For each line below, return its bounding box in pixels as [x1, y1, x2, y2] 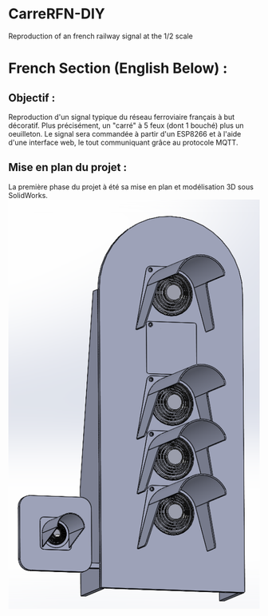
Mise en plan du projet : [8, 161, 128, 174]
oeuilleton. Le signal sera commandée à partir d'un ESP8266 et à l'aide [8, 129, 242, 138]
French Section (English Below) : [8, 59, 228, 77]
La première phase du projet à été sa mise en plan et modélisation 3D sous [8, 181, 254, 192]
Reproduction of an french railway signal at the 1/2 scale [8, 31, 193, 41]
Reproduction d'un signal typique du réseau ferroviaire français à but [8, 112, 235, 121]
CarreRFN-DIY [8, 5, 105, 23]
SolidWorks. [8, 190, 48, 200]
